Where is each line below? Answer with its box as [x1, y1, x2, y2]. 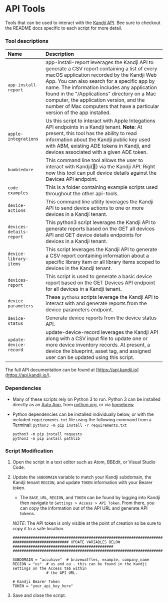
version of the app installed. [45, 109, 111, 116]
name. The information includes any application [45, 84, 157, 91]
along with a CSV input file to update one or [45, 335, 148, 342]
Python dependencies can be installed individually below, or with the [12, 411, 154, 417]
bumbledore [7, 167, 33, 173]
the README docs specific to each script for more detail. [5, 25, 122, 31]
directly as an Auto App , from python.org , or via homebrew [12, 401, 134, 407]
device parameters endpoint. [45, 306, 113, 313]
